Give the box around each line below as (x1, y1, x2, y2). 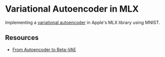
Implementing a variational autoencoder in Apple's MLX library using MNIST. (5, 19, 160, 25)
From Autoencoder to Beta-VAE (12, 46, 76, 52)
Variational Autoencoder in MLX (5, 3, 139, 15)
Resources (5, 34, 39, 42)
